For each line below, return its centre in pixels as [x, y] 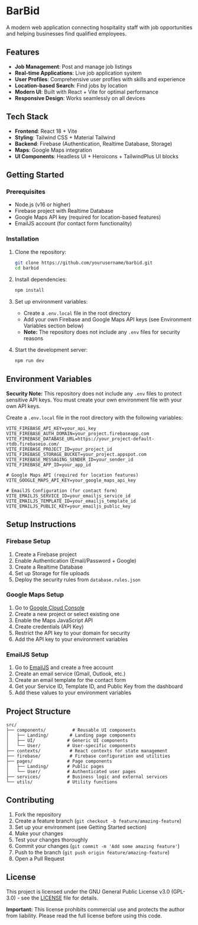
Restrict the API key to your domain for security [72, 633]
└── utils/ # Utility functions [62, 782]
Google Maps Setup [35, 595]
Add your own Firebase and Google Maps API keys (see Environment [108, 320]
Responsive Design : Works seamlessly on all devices [80, 98]
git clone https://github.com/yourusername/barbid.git [84, 263]
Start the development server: [51, 350]
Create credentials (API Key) [49, 626]
